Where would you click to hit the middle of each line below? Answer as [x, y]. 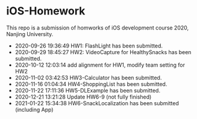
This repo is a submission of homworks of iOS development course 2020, [98, 28]
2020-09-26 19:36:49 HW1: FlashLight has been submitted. [89, 46]
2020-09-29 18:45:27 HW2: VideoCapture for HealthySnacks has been [103, 52]
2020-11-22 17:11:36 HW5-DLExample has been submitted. [88, 90]
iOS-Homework [46, 11]
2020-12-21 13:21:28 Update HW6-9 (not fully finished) [83, 97]
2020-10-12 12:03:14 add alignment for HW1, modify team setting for [100, 65]
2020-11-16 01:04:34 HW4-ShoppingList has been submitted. [91, 84]
